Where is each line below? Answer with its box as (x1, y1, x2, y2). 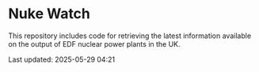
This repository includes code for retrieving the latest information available (8, 31, 252, 40)
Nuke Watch (8, 5, 91, 23)
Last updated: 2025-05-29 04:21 (8, 55, 116, 64)
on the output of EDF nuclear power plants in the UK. (8, 39, 181, 48)
